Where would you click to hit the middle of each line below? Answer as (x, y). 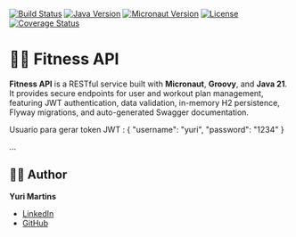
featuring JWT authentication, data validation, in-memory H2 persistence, (145, 102)
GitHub (35, 223)
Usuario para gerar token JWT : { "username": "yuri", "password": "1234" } (147, 129)
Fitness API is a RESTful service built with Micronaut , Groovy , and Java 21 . (148, 84)
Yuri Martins (33, 196)
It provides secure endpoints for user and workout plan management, (136, 93)
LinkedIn (38, 213)
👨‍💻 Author (38, 175)
